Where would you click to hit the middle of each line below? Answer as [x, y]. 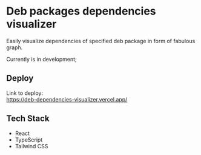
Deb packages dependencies [81, 11]
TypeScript [29, 139]
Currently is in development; [41, 59]
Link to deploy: [25, 93]
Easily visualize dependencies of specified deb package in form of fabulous [101, 41]
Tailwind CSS [31, 146]
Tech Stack [28, 119]
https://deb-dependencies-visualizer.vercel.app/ [67, 99]
